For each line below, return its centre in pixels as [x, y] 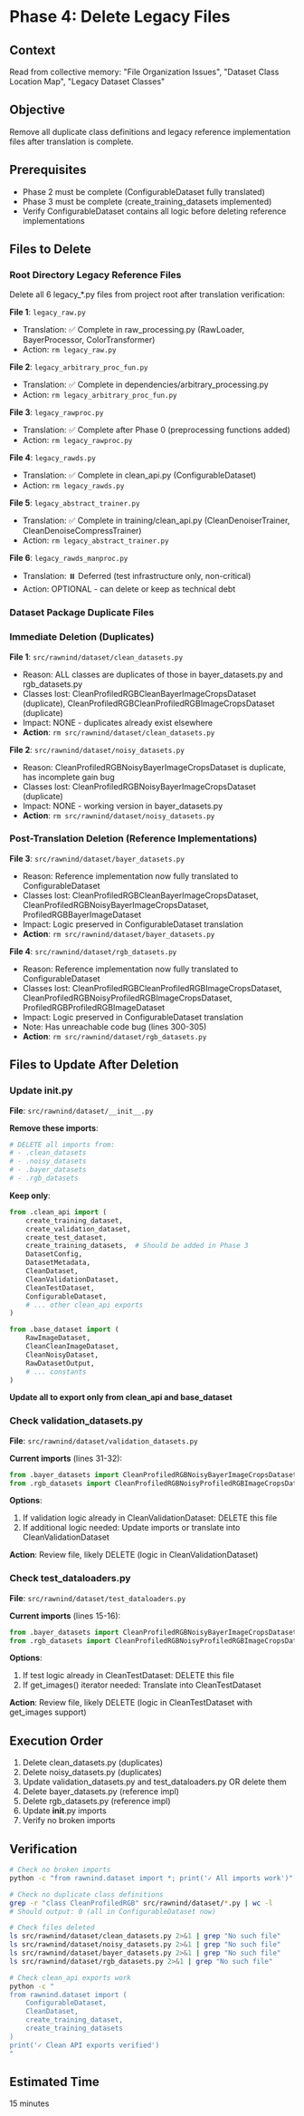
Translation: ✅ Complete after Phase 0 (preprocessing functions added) [157, 430]
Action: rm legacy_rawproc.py [77, 440]
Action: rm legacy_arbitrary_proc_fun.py [100, 395]
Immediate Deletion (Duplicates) [82, 637]
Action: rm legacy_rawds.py [73, 486]
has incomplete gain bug [68, 777]
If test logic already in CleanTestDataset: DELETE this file [128, 1676]
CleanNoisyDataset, [62, 1355]
